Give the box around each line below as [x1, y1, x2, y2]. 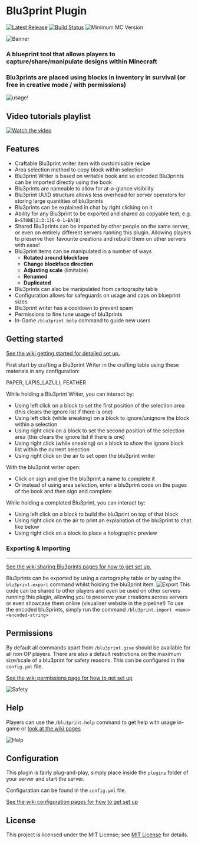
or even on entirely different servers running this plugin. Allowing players [14, 229, 192, 236]
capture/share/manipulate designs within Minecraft [6, 57, 157, 66]
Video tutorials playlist [6, 111, 91, 121]
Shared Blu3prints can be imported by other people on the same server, [14, 222, 189, 229]
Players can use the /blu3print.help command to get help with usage [6, 719, 176, 726]
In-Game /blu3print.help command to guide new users [14, 316, 151, 324]
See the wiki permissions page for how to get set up [6, 674, 133, 681]
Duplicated [23, 279, 51, 286]
